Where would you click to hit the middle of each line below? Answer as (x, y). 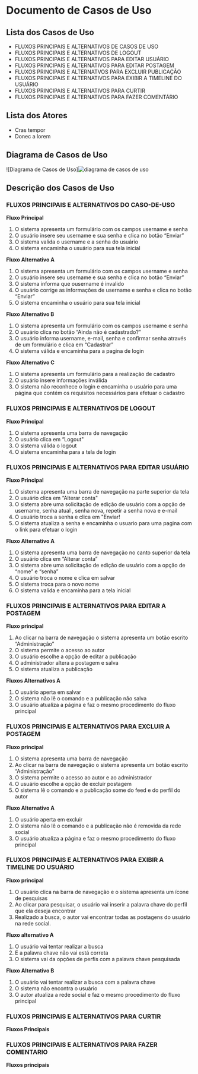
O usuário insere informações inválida (61, 380)
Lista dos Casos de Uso (50, 32)
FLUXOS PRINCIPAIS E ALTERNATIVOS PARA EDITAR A (86, 605)
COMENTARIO (27, 1052)
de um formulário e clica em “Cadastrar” (64, 345)
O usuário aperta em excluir (49, 819)
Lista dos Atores (37, 116)
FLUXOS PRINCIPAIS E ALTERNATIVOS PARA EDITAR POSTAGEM (95, 65)
